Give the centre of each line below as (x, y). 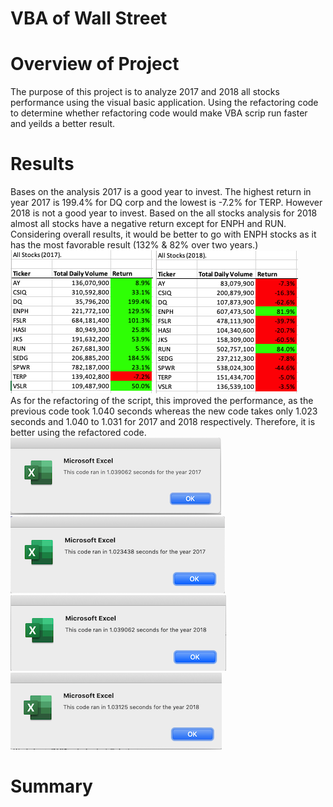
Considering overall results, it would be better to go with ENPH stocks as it (163, 234)
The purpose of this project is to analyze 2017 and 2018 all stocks (145, 92)
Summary (51, 786)
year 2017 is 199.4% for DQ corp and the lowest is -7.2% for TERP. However (166, 203)
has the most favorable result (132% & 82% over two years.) (134, 245)
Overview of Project (95, 64)
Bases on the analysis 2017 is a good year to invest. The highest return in (161, 192)
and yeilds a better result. (63, 124)
